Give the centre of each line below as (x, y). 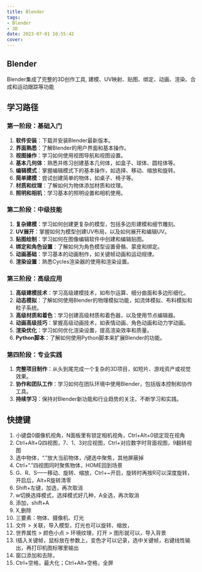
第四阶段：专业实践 (34, 355)
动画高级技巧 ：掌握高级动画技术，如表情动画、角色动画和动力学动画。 (102, 323)
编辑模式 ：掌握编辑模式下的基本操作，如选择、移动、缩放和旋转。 (97, 170)
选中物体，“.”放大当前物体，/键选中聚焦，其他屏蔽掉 (80, 458)
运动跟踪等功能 (36, 86)
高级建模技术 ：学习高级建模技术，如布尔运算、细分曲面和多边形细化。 (102, 293)
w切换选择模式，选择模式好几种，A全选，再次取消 (77, 495)
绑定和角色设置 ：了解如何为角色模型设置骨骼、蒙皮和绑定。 (89, 246)
